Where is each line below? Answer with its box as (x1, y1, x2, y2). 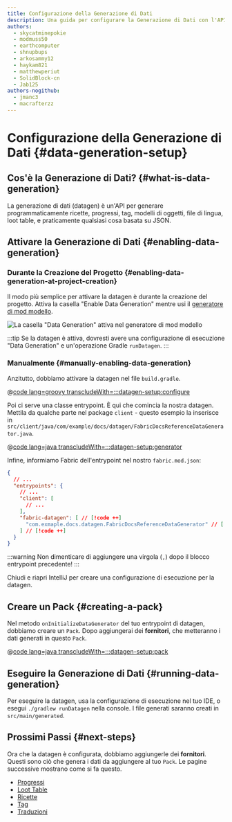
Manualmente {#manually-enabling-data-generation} (7, 358, 191, 368)
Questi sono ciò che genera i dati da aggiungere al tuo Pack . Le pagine (7, 757, 207, 765)
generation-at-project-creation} (7, 276, 117, 286)
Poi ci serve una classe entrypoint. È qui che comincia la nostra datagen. (7, 401, 214, 409)
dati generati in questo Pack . (7, 634, 88, 643)
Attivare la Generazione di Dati (7, 236, 142, 248)
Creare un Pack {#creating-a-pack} (7, 600, 164, 613)
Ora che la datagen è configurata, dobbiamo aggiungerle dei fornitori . (7, 749, 207, 758)
